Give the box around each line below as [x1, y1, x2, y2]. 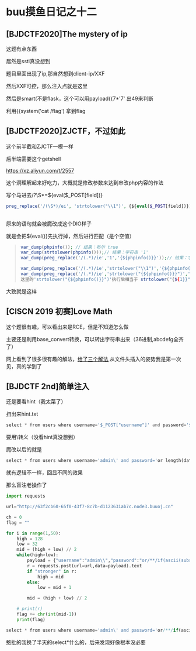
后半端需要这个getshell [6, 155, 61, 162]
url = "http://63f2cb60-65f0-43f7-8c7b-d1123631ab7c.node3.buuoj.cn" [6, 504, 174, 510]
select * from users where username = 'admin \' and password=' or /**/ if [6, 627, 179, 633]
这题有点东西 [6, 45, 37, 52]
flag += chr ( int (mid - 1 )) [16, 611, 77, 618]
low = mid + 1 [37, 585, 72, 591]
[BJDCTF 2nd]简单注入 [6, 382, 89, 392]
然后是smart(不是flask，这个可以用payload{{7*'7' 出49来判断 [6, 95, 153, 102]
